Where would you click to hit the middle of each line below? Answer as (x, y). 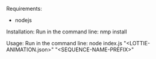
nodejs (23, 20)
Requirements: (24, 9)
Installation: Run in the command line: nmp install (67, 32)
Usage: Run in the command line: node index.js (64, 43)
